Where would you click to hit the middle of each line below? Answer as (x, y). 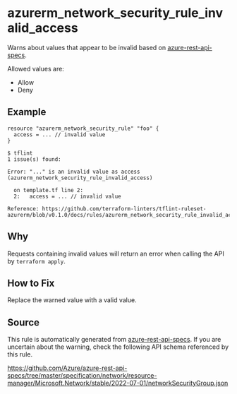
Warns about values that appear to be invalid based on (87, 47)
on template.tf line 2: (48, 190)
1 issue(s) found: (34, 159)
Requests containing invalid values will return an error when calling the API (116, 253)
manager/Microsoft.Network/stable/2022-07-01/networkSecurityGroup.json (118, 383)
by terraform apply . (36, 261)
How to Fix (31, 283)
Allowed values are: (36, 68)
